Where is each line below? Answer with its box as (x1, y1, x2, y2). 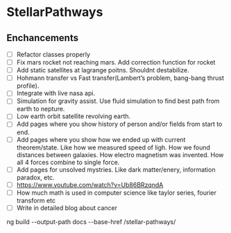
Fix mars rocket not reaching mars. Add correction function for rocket (16, 58, 216, 67)
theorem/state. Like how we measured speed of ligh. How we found (16, 143, 211, 152)
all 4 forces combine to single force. (16, 158, 120, 166)
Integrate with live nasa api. (16, 89, 95, 97)
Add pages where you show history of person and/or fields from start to (16, 120, 223, 129)
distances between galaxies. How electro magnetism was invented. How (16, 150, 224, 159)
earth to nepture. (16, 105, 65, 113)
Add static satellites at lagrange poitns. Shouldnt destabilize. (16, 66, 189, 74)
